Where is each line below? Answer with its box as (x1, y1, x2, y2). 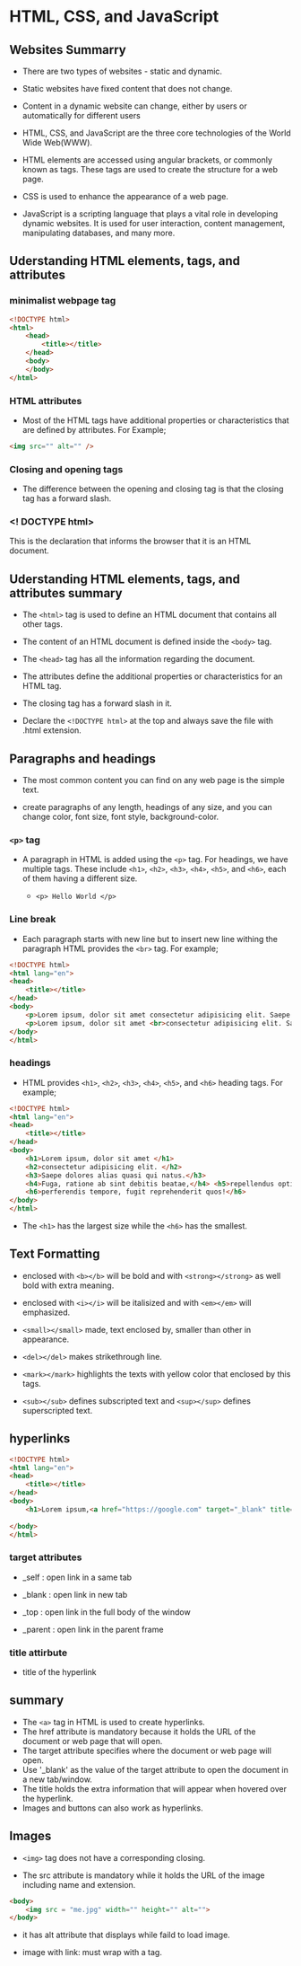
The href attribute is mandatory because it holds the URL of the (21, 1726, 256, 1737)
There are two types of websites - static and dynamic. (21, 66, 222, 76)
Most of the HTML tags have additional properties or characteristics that (21, 415, 289, 426)
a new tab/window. (21, 1774, 92, 1785)
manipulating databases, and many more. (21, 227, 176, 238)
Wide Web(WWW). (21, 137, 92, 147)
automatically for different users (21, 110, 141, 120)
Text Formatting (9, 1247, 100, 1262)
